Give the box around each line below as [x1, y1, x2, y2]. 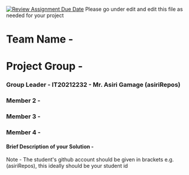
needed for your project [6, 12, 64, 19]
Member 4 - [6, 128, 41, 137]
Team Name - [6, 33, 74, 46]
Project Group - [6, 60, 83, 73]
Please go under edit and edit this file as [85, 6, 183, 12]
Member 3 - [6, 112, 41, 121]
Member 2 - [6, 96, 41, 105]
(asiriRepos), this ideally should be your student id [6, 163, 128, 170]
